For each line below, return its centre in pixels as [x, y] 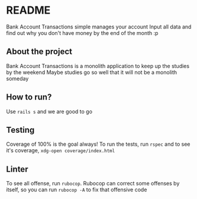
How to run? [29, 97]
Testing [20, 130]
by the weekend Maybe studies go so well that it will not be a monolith [92, 72]
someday [17, 78]
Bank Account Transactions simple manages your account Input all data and [99, 27]
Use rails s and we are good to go [49, 111]
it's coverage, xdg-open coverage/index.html [61, 150]
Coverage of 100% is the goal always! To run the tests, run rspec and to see [98, 144]
